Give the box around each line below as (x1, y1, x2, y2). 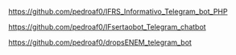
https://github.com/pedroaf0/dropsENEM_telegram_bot (8, 37, 192, 47)
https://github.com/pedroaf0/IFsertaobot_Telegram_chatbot (8, 22, 207, 31)
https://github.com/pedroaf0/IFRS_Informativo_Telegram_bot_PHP (8, 7, 228, 16)
